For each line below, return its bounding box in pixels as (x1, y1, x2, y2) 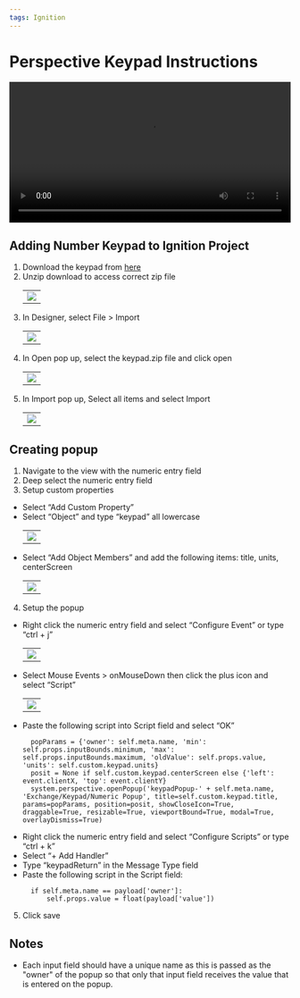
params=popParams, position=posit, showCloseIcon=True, (21, 801, 235, 809)
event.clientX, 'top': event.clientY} (21, 776, 167, 786)
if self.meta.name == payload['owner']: (30, 886, 183, 896)
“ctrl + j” (21, 629, 54, 640)
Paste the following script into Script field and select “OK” (21, 720, 235, 731)
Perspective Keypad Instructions (9, 51, 259, 71)
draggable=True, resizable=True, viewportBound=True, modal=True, (21, 808, 275, 818)
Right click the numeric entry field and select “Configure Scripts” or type (21, 832, 289, 843)
